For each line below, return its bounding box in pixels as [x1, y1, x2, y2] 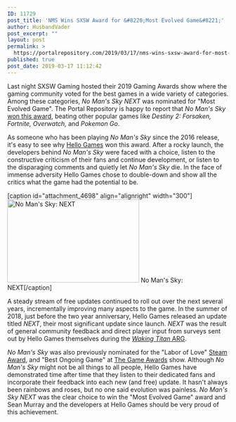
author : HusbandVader [7, 23, 71, 30]
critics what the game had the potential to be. [7, 177, 139, 186]
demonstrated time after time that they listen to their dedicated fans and [7, 370, 216, 378]
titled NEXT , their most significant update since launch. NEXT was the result [7, 319, 227, 328]
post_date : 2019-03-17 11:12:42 [7, 63, 102, 70]
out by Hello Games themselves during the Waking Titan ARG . [7, 334, 188, 343]
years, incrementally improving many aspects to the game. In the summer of [7, 304, 228, 313]
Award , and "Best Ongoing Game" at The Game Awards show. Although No [7, 355, 225, 364]
